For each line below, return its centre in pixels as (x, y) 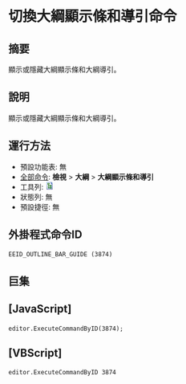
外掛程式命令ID (45, 235)
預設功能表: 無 (43, 166)
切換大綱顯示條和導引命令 (93, 16)
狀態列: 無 (36, 197)
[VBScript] (35, 353)
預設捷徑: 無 (40, 206)
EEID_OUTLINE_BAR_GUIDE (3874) (61, 255)
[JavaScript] (40, 309)
